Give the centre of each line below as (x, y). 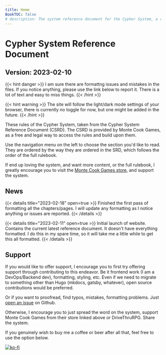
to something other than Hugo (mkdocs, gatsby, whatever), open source (79, 283)
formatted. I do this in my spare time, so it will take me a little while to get (79, 234)
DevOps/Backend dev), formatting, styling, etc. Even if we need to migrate (81, 277)
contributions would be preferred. (40, 288)
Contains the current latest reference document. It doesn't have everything (81, 228)
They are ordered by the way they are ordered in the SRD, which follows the (82, 150)
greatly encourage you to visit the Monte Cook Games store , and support (80, 170)
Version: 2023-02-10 (39, 72)
